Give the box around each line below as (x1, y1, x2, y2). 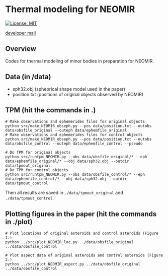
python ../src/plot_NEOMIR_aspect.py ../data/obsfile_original (5, 262, 141, 267)
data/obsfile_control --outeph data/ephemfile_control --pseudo (5, 141, 143, 147)
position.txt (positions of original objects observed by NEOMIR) (12, 91, 144, 97)
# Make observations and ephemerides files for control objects (5, 132, 143, 137)
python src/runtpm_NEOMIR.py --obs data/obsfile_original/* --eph (5, 155, 147, 160)
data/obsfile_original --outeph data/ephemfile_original (5, 128, 127, 133)
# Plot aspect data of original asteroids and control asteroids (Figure (5, 253, 163, 258)
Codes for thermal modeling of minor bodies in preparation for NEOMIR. (5, 58, 154, 64)
